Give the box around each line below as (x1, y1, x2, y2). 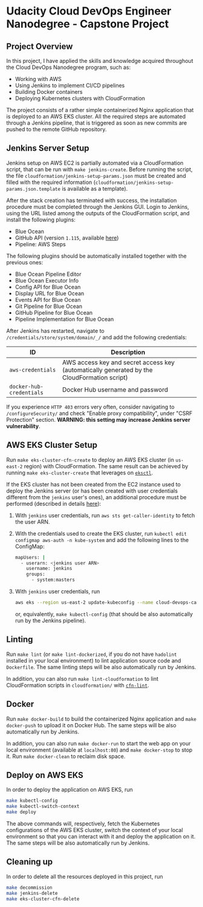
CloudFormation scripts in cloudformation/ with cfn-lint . (6, 681, 149, 689)
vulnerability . (6, 422, 40, 430)
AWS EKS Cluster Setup (6, 440, 98, 450)
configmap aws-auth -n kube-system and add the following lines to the (14, 536, 189, 543)
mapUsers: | (14, 554, 45, 560)
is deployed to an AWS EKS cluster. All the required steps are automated (6, 113, 186, 120)
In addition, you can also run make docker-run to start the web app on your (6, 739, 192, 747)
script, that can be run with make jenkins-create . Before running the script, (6, 165, 193, 173)
